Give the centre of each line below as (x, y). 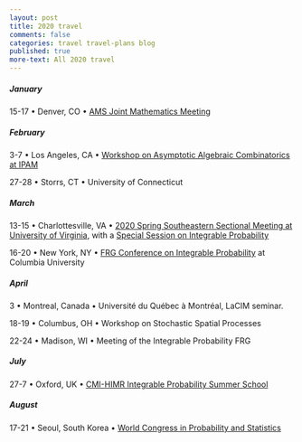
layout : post (34, 18)
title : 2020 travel (46, 26)
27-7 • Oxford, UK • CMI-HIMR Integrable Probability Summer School (139, 384)
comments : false (40, 34)
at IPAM (24, 165)
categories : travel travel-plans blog (82, 43)
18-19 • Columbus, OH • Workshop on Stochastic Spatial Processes (136, 323)
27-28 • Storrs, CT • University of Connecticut (96, 182)
